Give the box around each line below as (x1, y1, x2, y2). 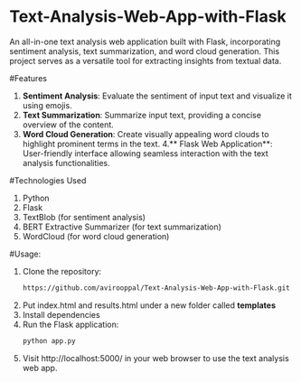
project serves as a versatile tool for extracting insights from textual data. (9, 55, 282, 66)
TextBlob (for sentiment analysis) (22, 211, 146, 222)
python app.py (22, 336, 76, 345)
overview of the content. (22, 119, 115, 130)
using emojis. (22, 99, 72, 110)
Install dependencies (22, 309, 101, 320)
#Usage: (9, 248, 42, 259)
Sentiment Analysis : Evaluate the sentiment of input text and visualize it (22, 90, 292, 101)
